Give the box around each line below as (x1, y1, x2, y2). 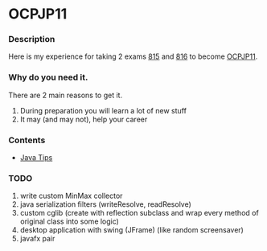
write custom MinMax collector (19, 191, 123, 201)
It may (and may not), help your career (19, 114, 148, 124)
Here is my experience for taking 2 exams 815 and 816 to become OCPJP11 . (8, 51, 258, 61)
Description (8, 34, 55, 45)
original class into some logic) (19, 216, 119, 226)
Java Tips (19, 153, 53, 163)
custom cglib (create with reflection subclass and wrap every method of (19, 208, 259, 218)
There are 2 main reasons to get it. (8, 90, 123, 100)
